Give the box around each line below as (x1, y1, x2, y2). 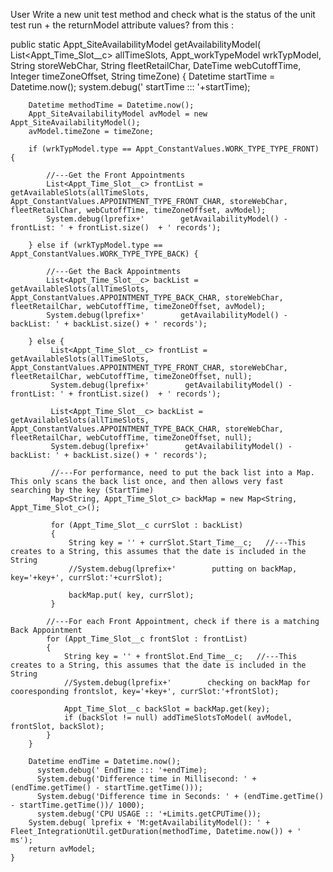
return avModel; (28, 844, 97, 854)
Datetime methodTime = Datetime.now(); (28, 100, 195, 110)
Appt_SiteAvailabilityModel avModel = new (28, 109, 208, 119)
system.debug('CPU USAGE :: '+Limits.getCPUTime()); (36, 809, 262, 819)
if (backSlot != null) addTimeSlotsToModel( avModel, (63, 713, 293, 723)
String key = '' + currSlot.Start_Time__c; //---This (68, 538, 307, 548)
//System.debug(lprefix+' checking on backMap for (63, 678, 311, 688)
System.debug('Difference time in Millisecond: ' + (36, 774, 257, 784)
